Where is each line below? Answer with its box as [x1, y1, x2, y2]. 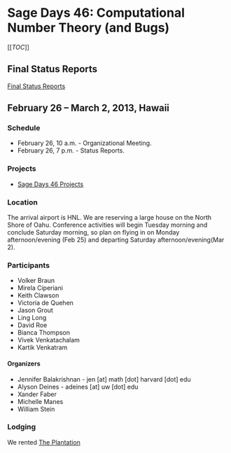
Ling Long [17, 314, 47, 322]
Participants [7, 260, 50, 270]
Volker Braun [17, 277, 55, 285]
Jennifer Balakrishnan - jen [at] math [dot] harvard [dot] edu [17, 375, 191, 383]
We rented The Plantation [7, 438, 80, 446]
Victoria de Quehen [17, 299, 73, 307]
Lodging [7, 422, 36, 432]
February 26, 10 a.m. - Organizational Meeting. [17, 139, 152, 148]
